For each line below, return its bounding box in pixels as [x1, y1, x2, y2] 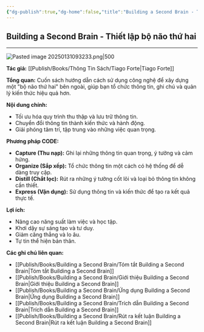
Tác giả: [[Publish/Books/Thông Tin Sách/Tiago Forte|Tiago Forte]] [6, 65, 174, 72]
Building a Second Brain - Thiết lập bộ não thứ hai [6, 32, 197, 42]
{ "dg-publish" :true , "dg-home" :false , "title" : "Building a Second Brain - [6, 8, 194, 15]
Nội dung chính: [6, 101, 47, 109]
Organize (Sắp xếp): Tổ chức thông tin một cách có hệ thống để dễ [15, 162, 184, 170]
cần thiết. [15, 181, 39, 189]
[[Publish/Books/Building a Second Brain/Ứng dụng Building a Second [15, 286, 190, 294]
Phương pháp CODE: [6, 138, 59, 145]
